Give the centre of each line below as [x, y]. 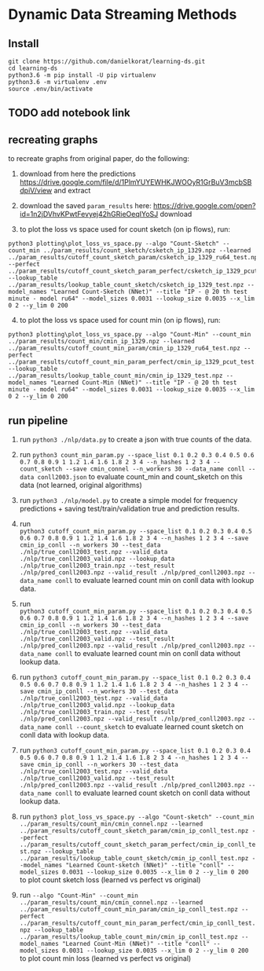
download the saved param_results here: [85, 206]
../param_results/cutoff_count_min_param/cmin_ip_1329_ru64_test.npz [125, 348]
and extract [72, 191]
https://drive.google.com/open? [204, 206]
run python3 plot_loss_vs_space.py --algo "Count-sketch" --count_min [137, 817]
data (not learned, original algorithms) [81, 485]
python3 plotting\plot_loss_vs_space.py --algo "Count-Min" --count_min [130, 335]
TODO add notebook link [70, 113]
